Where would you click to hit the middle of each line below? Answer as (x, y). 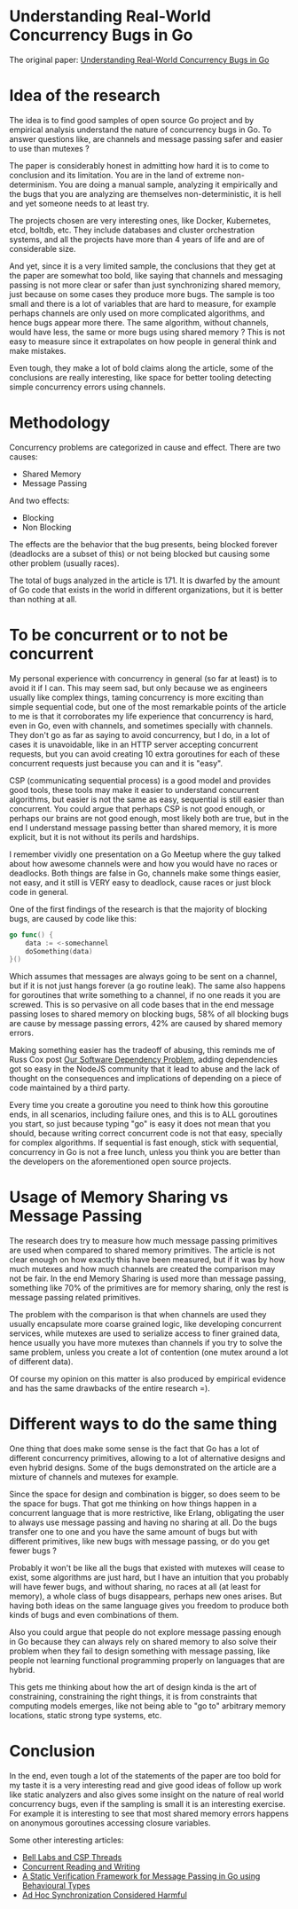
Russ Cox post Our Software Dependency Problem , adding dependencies (143, 1060)
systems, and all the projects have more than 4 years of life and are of (137, 239)
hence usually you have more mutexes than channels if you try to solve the (146, 1343)
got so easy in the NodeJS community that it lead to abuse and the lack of (145, 1069)
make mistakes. (38, 350)
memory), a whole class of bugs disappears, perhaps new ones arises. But (145, 1596)
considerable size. (43, 248)
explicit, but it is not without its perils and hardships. (104, 837)
